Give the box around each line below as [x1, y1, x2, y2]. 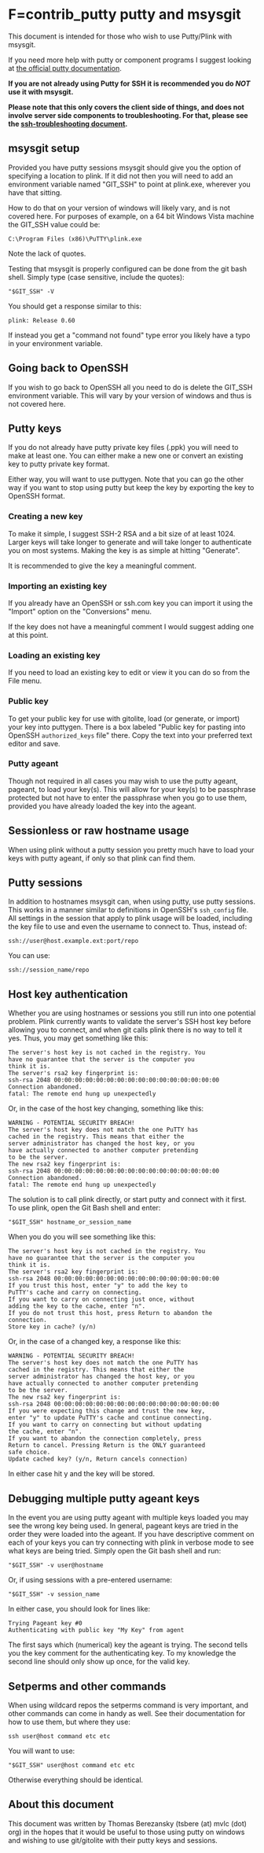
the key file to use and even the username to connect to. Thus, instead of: [8, 922, 247, 931]
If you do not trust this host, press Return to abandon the [8, 1310, 213, 1317]
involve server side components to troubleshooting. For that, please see [8, 110, 249, 120]
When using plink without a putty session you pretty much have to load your [8, 845, 255, 854]
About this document [8, 1798, 114, 1811]
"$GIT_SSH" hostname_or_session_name [8, 1218, 132, 1226]
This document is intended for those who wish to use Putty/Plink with [8, 31, 233, 41]
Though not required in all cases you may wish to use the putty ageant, [8, 776, 238, 786]
